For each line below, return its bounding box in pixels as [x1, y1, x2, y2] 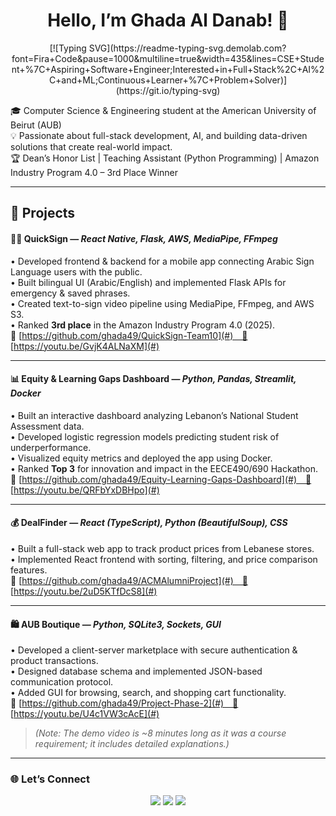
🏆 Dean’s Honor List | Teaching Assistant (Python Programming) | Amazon [10, 152, 320, 164]
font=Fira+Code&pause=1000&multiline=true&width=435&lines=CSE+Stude [11, 52, 325, 64]
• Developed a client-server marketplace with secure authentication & [10, 644, 298, 656]
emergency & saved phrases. [10, 287, 131, 299]
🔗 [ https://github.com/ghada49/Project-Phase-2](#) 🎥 [10, 697, 239, 709]
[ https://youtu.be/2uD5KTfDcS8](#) [10, 585, 158, 597]
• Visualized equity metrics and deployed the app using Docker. [10, 452, 273, 464]
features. [10, 564, 48, 576]
